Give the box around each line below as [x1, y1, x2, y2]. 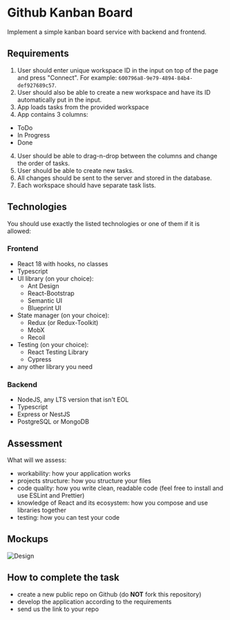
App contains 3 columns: [17, 110, 88, 118]
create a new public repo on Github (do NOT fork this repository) [17, 590, 202, 599]
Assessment [7, 438, 63, 449]
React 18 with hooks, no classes [17, 259, 108, 267]
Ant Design [27, 281, 59, 290]
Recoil [27, 333, 46, 341]
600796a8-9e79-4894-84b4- [118, 75, 193, 82]
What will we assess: [7, 455, 67, 464]
